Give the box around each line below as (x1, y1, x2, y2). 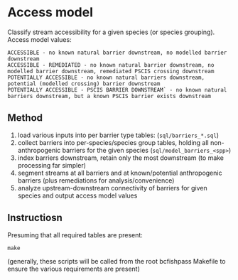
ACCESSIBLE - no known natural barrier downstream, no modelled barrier (7, 49, 227, 56)
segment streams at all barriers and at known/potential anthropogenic (17, 168, 222, 177)
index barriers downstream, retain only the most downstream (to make (17, 154, 225, 162)
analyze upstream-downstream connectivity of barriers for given (17, 183, 207, 192)
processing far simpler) (17, 161, 87, 169)
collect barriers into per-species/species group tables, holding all (17, 138, 209, 146)
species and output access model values (17, 191, 138, 200)
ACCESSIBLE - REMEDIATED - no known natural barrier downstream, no (7, 61, 215, 68)
